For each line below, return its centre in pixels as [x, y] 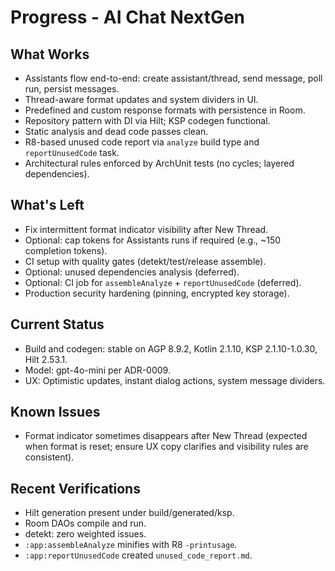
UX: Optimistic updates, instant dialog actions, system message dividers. [175, 380]
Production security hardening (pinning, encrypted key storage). [157, 293]
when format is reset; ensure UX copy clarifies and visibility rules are [166, 447]
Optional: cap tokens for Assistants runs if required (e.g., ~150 [153, 240]
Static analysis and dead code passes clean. [116, 131]
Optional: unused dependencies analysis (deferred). [132, 272]
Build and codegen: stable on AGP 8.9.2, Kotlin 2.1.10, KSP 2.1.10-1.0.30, [171, 348]
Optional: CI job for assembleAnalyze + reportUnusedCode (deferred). [163, 282]
